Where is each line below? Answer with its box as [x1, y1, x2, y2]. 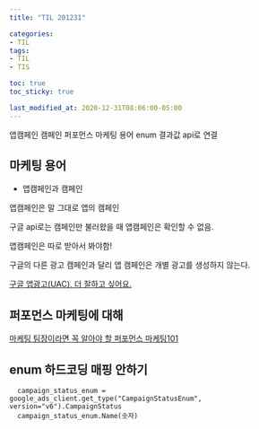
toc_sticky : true [9, 87, 74, 96]
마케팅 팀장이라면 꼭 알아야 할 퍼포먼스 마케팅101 [9, 333, 179, 344]
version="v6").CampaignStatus [9, 402, 123, 411]
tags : [9, 46, 30, 55]
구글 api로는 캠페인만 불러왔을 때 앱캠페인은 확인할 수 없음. [9, 222, 214, 232]
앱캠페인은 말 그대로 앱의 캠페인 [9, 203, 120, 214]
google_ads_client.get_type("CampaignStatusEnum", [9, 394, 203, 404]
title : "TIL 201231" [9, 13, 87, 22]
